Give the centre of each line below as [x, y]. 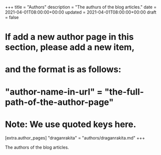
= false [12, 17]
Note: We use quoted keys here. [71, 124]
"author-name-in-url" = [54, 92]
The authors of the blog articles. [37, 147]
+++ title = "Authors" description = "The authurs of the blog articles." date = [81, 7]
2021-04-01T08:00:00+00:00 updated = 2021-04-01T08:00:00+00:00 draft [81, 12]
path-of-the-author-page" [59, 102]
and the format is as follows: [63, 69]
